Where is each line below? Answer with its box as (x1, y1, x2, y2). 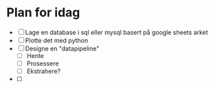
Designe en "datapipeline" (25, 44, 100, 53)
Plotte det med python (25, 36, 89, 44)
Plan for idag (6, 5, 80, 20)
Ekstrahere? (26, 67, 61, 76)
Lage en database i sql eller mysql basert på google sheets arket (25, 28, 209, 36)
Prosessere (26, 59, 59, 68)
